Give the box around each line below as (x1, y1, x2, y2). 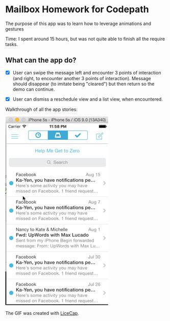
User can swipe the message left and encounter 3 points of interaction (12, 69, 161, 76)
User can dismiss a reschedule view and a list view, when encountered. (12, 96, 163, 102)
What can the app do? (5, 56, 77, 65)
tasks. (5, 41, 18, 47)
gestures (5, 26, 24, 32)
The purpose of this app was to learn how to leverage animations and (5, 20, 152, 27)
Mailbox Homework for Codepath (5, 4, 149, 15)
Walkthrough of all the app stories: (5, 106, 78, 112)
